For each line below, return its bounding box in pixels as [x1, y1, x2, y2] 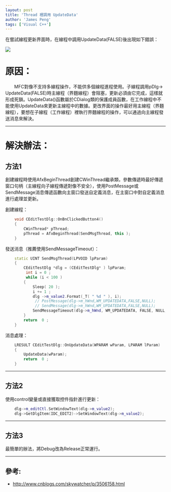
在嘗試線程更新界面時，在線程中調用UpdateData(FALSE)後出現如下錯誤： [5, 36, 159, 42]
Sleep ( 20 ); [32, 284, 60, 289]
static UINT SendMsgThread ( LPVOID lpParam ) [14, 256, 108, 261]
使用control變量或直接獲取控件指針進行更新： [5, 396, 101, 402]
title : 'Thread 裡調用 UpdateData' [5, 12, 78, 17]
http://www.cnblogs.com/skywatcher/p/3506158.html [12, 481, 125, 487]
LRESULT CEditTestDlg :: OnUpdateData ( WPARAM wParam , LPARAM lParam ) [14, 342, 160, 347]
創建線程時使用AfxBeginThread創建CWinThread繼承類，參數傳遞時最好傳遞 [5, 177, 163, 183]
